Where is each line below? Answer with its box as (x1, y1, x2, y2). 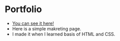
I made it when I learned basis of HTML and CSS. (12, 31, 115, 37)
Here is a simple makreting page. (12, 25, 82, 31)
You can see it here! (12, 20, 54, 26)
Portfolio (5, 4, 42, 15)
